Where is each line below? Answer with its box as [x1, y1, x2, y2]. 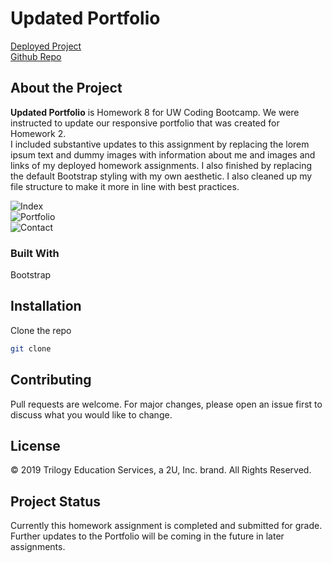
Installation [10, 298, 82, 315]
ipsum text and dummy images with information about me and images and [10, 148, 316, 161]
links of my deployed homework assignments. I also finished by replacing [10, 159, 313, 171]
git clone [10, 343, 52, 354]
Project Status [10, 493, 102, 510]
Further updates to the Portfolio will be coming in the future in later [10, 530, 285, 542]
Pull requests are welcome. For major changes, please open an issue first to [10, 398, 323, 410]
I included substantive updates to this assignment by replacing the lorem [10, 138, 310, 150]
